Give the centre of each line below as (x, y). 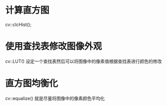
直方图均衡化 (32, 84)
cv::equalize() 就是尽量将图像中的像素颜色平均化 (55, 98)
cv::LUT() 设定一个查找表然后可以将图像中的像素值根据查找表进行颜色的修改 (83, 61)
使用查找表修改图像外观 (54, 46)
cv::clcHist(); (18, 24)
